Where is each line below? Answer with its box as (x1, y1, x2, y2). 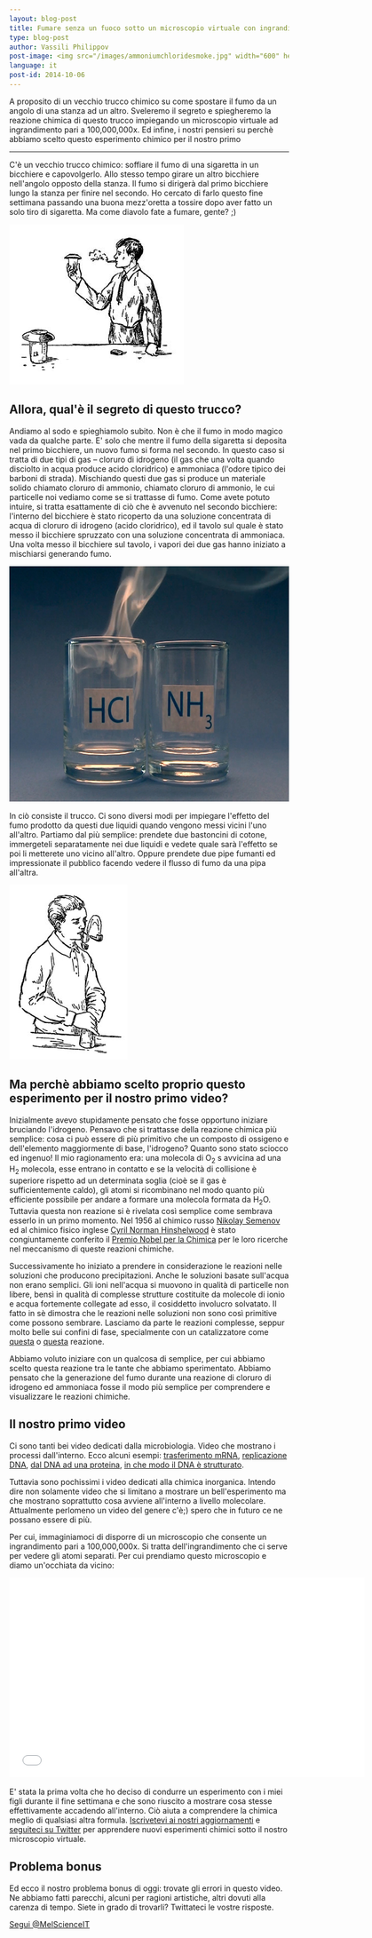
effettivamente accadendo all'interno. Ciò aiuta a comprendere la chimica (9, 1805, 278, 1815)
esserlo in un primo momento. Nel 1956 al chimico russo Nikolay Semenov (9, 1215, 281, 1226)
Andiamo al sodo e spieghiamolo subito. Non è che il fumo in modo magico (9, 425, 283, 436)
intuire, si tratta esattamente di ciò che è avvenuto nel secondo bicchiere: (9, 501, 278, 512)
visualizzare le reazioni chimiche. (9, 1391, 131, 1402)
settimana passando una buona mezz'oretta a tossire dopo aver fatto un (9, 196, 273, 208)
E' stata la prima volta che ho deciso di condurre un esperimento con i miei (9, 1786, 283, 1797)
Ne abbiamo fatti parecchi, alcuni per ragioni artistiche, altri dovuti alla (9, 1892, 266, 1902)
